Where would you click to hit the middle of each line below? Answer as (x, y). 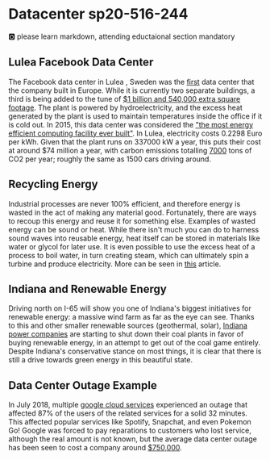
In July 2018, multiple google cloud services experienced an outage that (128, 405)
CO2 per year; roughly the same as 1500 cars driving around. (110, 159)
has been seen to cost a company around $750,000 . (96, 448)
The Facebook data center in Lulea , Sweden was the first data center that (131, 82)
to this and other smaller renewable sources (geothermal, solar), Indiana (128, 326)
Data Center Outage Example (83, 385)
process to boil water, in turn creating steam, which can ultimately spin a (129, 255)
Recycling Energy (53, 184)
